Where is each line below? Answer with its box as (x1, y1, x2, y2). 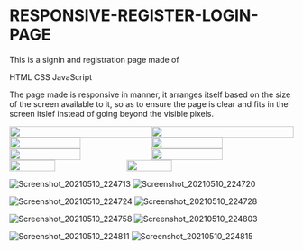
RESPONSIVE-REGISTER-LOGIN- (9, 5, 259, 26)
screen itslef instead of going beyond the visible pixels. (9, 108, 215, 119)
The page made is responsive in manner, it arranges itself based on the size (9, 89, 291, 100)
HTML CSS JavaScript (9, 71, 93, 82)
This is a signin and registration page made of (9, 54, 179, 65)
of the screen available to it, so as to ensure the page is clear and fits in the (9, 98, 289, 109)
